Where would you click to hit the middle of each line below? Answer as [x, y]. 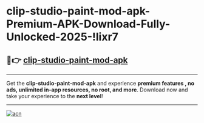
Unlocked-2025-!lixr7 [62, 37]
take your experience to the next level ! [55, 96]
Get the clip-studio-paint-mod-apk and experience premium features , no [100, 83]
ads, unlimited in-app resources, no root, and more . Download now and [97, 90]
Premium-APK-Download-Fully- [88, 24]
